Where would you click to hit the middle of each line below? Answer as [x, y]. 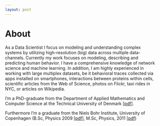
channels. [15, 58]
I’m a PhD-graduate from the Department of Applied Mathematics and [75, 98]
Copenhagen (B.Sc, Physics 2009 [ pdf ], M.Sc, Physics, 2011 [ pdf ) [71, 118]
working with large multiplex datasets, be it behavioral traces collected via [79, 73]
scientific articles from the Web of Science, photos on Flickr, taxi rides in [78, 84]
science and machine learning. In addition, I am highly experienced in [74, 68]
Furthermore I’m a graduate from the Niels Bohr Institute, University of [75, 113]
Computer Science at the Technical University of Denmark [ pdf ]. [70, 104]
